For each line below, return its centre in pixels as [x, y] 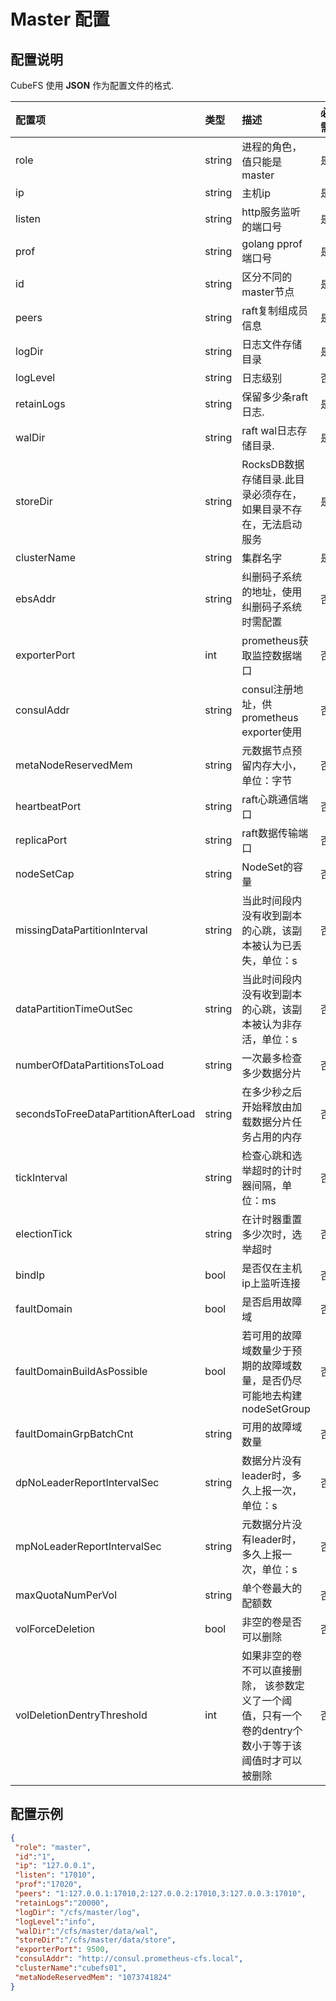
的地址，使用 [272, 592]
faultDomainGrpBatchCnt [74, 1433]
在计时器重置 [272, 1219]
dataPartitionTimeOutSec [74, 1008]
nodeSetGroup [276, 1408]
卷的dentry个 [272, 1730]
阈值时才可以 [272, 1760]
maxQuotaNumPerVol [66, 1595]
